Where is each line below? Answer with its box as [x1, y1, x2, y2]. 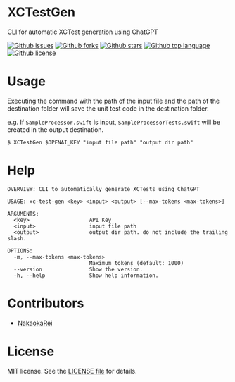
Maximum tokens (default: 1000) [89, 259, 184, 266]
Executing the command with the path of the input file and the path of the [7, 97, 220, 105]
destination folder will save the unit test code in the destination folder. [7, 104, 209, 113]
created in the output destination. [7, 125, 104, 134]
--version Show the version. [13, 266, 143, 273]
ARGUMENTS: [7, 210, 39, 217]
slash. [7, 235, 27, 242]
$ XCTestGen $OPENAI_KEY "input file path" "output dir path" [7, 139, 193, 146]
